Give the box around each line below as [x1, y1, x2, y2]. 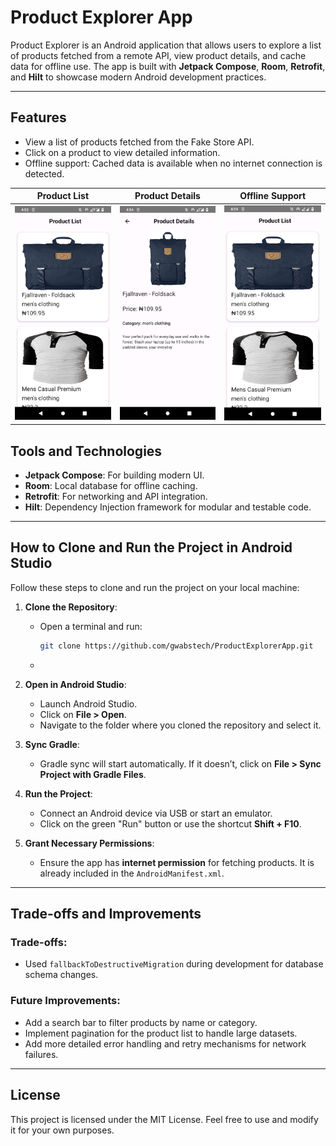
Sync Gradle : [24, 738, 80, 750]
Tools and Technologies [10, 442, 163, 460]
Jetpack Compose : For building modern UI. [24, 469, 205, 481]
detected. [24, 167, 65, 180]
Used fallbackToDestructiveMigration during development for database [24, 958, 324, 970]
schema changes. [24, 969, 99, 981]
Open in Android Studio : [24, 678, 127, 690]
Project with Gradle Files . [39, 768, 147, 780]
